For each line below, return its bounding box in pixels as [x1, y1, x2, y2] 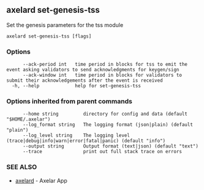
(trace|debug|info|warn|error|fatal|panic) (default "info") [6, 138, 166, 144]
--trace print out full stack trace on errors [22, 149, 183, 155]
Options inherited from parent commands [6, 97, 133, 106]
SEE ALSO [6, 163, 37, 172]
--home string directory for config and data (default [22, 111, 188, 117]
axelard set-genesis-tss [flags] [6, 33, 92, 39]
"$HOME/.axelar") [6, 116, 51, 122]
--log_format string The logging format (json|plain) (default [22, 122, 193, 128]
